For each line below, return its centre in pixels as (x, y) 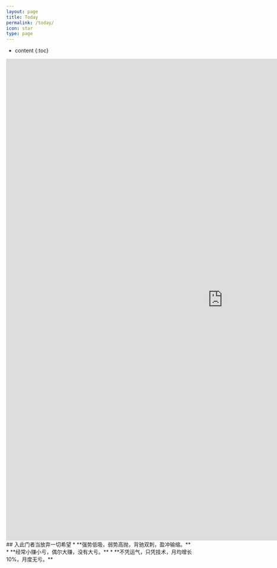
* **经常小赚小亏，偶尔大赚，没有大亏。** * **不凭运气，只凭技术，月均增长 (99, 552)
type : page (20, 34)
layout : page (22, 12)
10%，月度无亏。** (30, 559)
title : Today (22, 17)
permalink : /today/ (30, 23)
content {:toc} (32, 50)
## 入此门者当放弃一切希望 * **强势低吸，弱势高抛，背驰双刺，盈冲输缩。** (99, 545)
